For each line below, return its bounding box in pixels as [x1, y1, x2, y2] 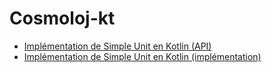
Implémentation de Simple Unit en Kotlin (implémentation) [23, 50, 262, 62]
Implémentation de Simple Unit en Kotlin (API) [23, 40, 212, 52]
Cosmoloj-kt [9, 7, 116, 30]
